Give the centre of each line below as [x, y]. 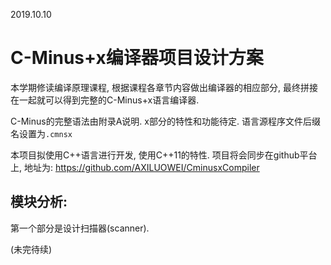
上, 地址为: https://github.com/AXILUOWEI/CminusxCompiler [135, 167]
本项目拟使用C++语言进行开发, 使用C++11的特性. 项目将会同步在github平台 [164, 155]
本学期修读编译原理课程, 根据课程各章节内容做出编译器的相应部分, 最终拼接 [164, 87]
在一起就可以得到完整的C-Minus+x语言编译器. [105, 100]
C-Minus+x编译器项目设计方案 [137, 58]
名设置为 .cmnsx [41, 133]
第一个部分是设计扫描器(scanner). [80, 228]
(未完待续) [31, 249]
